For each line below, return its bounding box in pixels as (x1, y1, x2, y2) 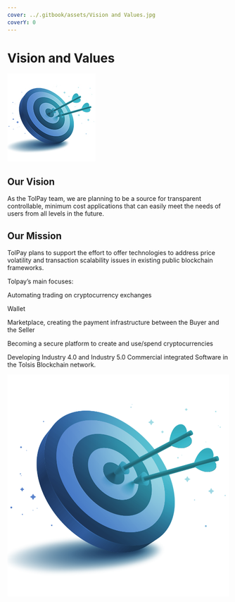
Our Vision (7, 176, 55, 188)
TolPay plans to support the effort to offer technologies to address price (7, 249, 216, 257)
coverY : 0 (7, 18, 37, 26)
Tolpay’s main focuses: (7, 277, 74, 285)
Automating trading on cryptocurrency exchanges (7, 291, 152, 300)
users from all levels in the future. (7, 209, 104, 218)
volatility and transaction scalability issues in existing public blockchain (7, 256, 213, 264)
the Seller (7, 326, 35, 334)
